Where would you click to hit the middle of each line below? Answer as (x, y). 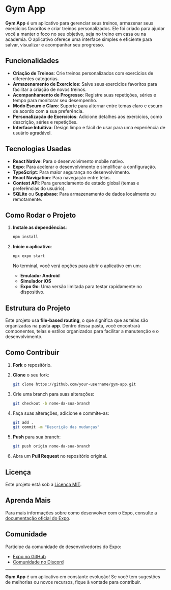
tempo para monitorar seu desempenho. (55, 100)
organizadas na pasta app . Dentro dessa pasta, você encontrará (73, 325)
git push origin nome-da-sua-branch (51, 446)
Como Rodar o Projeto (41, 215)
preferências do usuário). (39, 188)
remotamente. (27, 199)
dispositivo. (32, 292)
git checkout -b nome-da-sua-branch (51, 403)
